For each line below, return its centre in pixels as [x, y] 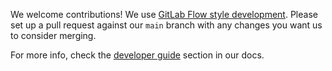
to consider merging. [53, 35]
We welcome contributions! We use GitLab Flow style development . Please [164, 14]
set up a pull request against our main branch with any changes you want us [166, 25]
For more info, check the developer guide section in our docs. [137, 55]
